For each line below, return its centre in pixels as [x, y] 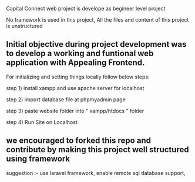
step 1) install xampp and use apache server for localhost [75, 88]
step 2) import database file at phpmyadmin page [66, 99]
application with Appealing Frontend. [75, 63]
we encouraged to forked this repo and [79, 141]
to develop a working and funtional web [80, 54]
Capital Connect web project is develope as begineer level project [86, 8]
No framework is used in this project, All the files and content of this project [97, 20]
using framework [38, 159]
